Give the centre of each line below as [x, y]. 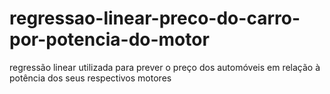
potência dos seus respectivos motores [90, 78]
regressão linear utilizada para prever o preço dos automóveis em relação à [165, 67]
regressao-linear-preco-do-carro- [155, 18]
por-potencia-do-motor [109, 39]
